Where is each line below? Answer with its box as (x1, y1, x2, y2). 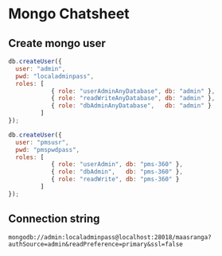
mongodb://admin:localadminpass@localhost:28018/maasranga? (8, 233, 212, 241)
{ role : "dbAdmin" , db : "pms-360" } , (50, 168, 183, 176)
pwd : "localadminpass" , (15, 72, 94, 80)
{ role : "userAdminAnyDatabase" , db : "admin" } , (50, 87, 216, 95)
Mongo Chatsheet (8, 5, 130, 23)
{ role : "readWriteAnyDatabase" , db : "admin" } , (50, 95, 216, 103)
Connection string (8, 212, 100, 226)
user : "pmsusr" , (15, 138, 69, 146)
